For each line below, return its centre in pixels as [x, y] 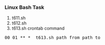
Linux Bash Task [25, 7]
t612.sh [19, 23]
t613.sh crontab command [38, 28]
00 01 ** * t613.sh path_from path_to [52, 38]
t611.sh [19, 18]
